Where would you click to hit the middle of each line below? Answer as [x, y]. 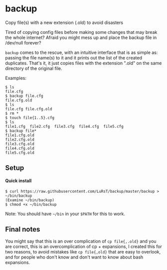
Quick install [18, 181]
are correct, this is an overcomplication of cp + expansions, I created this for [83, 247]
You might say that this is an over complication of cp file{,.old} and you [81, 241]
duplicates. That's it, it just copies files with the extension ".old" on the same [83, 63]
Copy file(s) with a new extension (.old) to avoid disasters [64, 22]
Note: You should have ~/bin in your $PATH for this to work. [65, 214]
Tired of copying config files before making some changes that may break [81, 32]
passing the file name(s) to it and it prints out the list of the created [74, 57]
